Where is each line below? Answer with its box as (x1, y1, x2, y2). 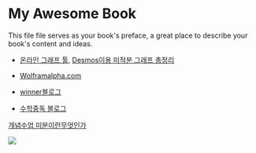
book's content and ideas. (8, 38, 93, 48)
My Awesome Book (8, 5, 136, 23)
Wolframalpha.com (19, 71, 81, 80)
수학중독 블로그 (19, 104, 67, 113)
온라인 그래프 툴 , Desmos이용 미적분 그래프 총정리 (19, 55, 175, 64)
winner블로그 (19, 87, 61, 97)
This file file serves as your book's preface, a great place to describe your (8, 31, 248, 40)
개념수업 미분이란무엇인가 (8, 120, 87, 129)
